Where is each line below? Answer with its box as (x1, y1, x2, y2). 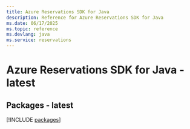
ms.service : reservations (6, 37, 71, 43)
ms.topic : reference (6, 25, 59, 32)
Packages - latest (6, 100, 74, 110)
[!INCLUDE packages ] (6, 116, 61, 123)
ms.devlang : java (6, 31, 50, 38)
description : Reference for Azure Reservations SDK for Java (6, 15, 164, 21)
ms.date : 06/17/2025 (6, 20, 59, 26)
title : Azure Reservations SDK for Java (6, 8, 110, 15)
